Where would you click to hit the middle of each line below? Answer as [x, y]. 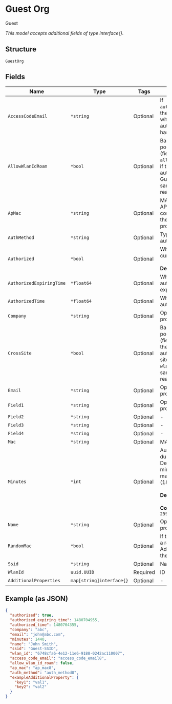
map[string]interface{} [100, 580]
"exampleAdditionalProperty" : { [45, 677]
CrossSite [20, 353]
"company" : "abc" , [30, 629]
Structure [21, 49]
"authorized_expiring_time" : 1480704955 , [55, 620]
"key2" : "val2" [31, 687]
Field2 [16, 416]
